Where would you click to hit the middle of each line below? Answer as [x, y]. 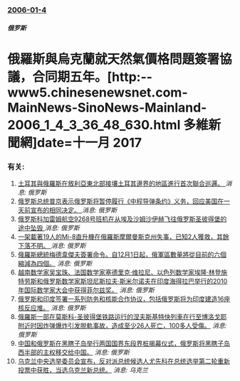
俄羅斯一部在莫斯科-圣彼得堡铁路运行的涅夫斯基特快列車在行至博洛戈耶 [122, 317]
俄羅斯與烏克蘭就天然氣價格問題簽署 [114, 59]
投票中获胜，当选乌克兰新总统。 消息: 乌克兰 [83, 370]
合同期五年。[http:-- [93, 77]
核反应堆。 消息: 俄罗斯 [52, 308]
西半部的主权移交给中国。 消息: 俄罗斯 [73, 352]
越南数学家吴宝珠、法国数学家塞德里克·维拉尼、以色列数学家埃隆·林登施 [122, 272]
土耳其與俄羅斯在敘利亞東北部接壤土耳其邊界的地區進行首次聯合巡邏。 [121, 183]
